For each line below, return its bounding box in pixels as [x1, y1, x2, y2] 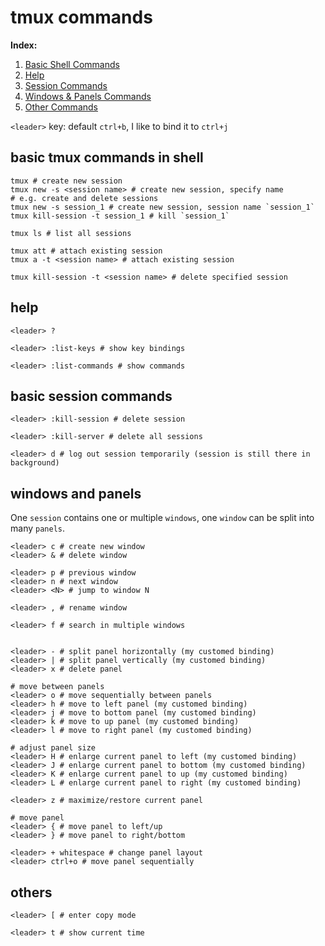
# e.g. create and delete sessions [10, 193, 159, 203]
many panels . [10, 522, 65, 535]
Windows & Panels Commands [24, 90, 152, 102]
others [10, 884, 53, 901]
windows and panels [10, 485, 142, 502]
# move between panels [10, 682, 105, 692]
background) [10, 458, 60, 468]
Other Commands [24, 101, 98, 113]
